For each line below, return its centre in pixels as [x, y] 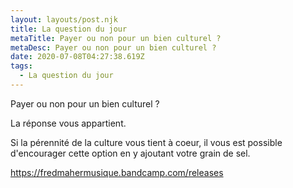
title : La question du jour [69, 29]
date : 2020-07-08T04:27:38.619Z [77, 57]
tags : [21, 66]
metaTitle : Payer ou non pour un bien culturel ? [116, 38]
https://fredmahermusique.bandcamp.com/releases [117, 172]
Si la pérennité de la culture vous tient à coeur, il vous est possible [146, 142]
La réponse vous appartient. [68, 123]
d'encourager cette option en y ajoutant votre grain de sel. [130, 153]
